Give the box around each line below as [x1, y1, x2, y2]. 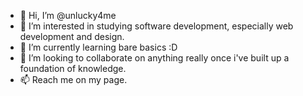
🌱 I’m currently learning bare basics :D [19, 41, 178, 53]
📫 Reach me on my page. [19, 74, 128, 85]
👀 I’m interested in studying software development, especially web [19, 20, 294, 32]
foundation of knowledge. [19, 63, 127, 74]
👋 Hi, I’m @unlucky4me [19, 10, 117, 21]
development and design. [19, 31, 125, 42]
